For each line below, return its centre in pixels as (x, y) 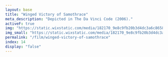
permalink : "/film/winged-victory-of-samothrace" (58, 38)
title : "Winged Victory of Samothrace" (47, 14)
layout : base (19, 10)
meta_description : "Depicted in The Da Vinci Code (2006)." (69, 19)
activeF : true (20, 24)
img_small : (16, 33)
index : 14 (15, 42)
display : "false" (23, 47)
